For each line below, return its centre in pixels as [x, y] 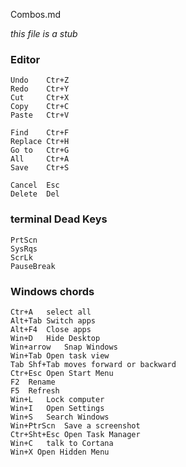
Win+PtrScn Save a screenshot [75, 425]
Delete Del [35, 194]
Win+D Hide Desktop [55, 338]
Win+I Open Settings [57, 408]
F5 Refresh [35, 390]
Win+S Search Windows [60, 417]
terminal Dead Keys [59, 219]
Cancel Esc [35, 185]
